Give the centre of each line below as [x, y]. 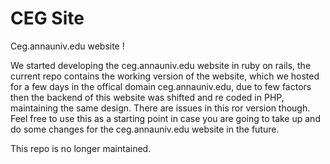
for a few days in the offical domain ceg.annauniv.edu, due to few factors [161, 86]
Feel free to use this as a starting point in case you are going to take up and [165, 118]
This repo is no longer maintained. [81, 148]
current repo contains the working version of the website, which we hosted [165, 76]
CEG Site [47, 18]
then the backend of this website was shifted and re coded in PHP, [147, 97]
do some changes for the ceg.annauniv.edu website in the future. [145, 129]
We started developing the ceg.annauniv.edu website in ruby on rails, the [161, 65]
